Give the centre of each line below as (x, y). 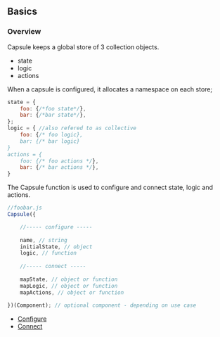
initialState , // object (56, 247)
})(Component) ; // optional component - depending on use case (102, 305)
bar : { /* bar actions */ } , (59, 167)
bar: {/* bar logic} (50, 141)
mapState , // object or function (69, 279)
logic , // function (48, 253)
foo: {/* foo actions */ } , (59, 161)
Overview (24, 32)
